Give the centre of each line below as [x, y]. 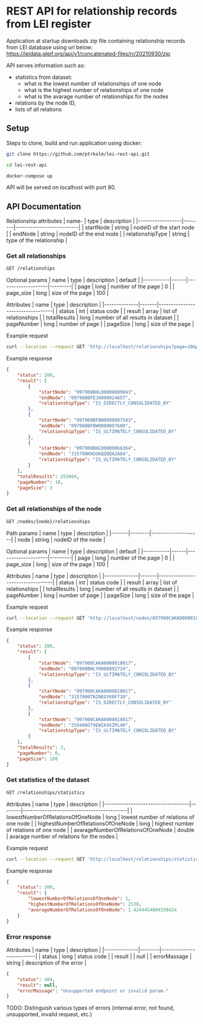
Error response [29, 937]
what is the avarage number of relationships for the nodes [96, 96]
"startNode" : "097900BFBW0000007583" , [87, 420]
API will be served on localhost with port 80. [61, 187]
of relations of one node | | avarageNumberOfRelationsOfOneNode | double [100, 830]
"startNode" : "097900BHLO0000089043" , [87, 392]
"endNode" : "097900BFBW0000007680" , [85, 426]
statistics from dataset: [43, 77]
